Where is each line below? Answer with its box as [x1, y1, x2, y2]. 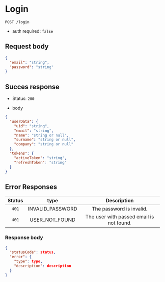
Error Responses [5, 183, 57, 191]
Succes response [5, 82, 60, 91]
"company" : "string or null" [14, 142, 74, 147]
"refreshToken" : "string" [14, 160, 67, 165]
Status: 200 [12, 95, 34, 101]
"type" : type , [14, 259, 43, 264]
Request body [5, 43, 49, 51]
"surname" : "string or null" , [14, 137, 76, 142]
